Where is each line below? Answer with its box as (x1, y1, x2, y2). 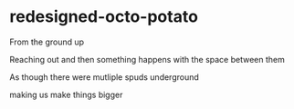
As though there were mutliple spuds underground (9, 71, 199, 83)
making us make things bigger (9, 89, 123, 100)
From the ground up (9, 36, 85, 47)
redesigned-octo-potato (9, 6, 199, 27)
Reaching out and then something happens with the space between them (9, 54, 285, 64)
